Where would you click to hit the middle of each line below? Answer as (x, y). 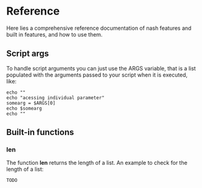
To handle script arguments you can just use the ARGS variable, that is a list (101, 68)
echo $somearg (24, 108)
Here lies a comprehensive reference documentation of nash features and (99, 28)
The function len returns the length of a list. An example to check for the (97, 163)
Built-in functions (40, 132)
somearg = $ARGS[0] (31, 103)
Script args (28, 54)
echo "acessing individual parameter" (55, 98)
